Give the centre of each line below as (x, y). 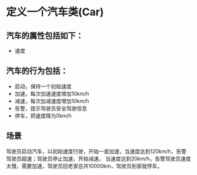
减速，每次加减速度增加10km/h (52, 101)
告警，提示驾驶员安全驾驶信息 (51, 108)
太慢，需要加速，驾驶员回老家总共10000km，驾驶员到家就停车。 (84, 166)
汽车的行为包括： (37, 71)
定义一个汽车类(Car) (55, 12)
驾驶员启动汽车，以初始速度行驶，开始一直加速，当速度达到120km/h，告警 (96, 151)
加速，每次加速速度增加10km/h (52, 93)
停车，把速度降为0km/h (43, 116)
